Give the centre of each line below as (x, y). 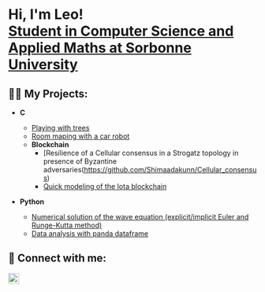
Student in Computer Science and (121, 31)
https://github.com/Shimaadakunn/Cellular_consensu (170, 170)
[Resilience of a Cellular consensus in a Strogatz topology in (141, 153)
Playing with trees (60, 128)
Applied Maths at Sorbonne (100, 48)
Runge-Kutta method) (67, 225)
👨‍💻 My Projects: (48, 93)
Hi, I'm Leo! (46, 15)
